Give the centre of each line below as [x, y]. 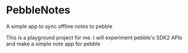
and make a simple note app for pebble [53, 44]
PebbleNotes [38, 10]
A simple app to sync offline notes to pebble [59, 26]
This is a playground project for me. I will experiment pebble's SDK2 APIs [94, 37]
